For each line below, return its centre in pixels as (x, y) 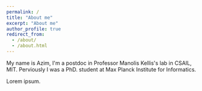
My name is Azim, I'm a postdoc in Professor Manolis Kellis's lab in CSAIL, (99, 63)
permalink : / (23, 12)
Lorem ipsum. (23, 81)
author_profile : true (34, 29)
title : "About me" (30, 18)
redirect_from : (26, 35)
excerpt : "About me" (33, 23)
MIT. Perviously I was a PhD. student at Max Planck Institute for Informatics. (101, 69)
